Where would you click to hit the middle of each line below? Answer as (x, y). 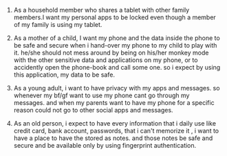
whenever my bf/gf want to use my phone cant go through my (101, 95)
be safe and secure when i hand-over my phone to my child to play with (115, 45)
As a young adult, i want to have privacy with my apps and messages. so (117, 88)
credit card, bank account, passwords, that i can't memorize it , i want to (116, 131)
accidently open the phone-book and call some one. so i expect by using (117, 67)
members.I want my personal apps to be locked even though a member (115, 17)
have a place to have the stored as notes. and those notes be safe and (113, 138)
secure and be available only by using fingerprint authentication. (105, 145)
